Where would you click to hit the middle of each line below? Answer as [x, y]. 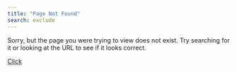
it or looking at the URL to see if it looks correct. [77, 48]
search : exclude [31, 20]
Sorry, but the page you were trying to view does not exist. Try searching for [118, 40]
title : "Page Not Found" [44, 14]
